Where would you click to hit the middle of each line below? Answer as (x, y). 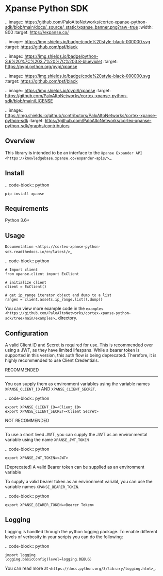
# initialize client (26, 283)
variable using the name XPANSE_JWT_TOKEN (47, 440)
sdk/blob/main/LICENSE (29, 101)
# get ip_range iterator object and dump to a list (58, 295)
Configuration (27, 333)
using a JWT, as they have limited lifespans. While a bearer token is (72, 350)
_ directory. (66, 318)
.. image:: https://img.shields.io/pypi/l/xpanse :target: (58, 90)
